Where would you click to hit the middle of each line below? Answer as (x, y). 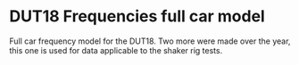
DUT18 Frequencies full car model (137, 16)
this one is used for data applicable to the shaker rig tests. (116, 50)
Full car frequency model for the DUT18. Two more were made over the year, (150, 41)
